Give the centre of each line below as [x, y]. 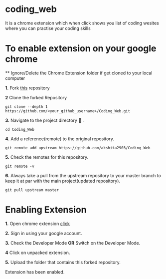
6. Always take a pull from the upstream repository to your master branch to [83, 175]
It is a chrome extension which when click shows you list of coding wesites [82, 23]
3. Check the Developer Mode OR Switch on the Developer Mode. [73, 243]
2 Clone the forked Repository [36, 97]
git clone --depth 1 [27, 107]
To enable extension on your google [81, 49]
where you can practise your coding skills [48, 28]
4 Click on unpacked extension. [38, 253]
